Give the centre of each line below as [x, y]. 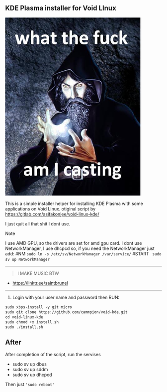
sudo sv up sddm [30, 369]
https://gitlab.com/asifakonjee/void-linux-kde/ [52, 214]
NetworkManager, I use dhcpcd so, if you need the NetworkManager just [80, 248]
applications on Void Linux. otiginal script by [50, 208]
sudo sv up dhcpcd [32, 375]
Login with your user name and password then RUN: [66, 297]
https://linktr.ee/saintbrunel [40, 283]
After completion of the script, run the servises [53, 354]
